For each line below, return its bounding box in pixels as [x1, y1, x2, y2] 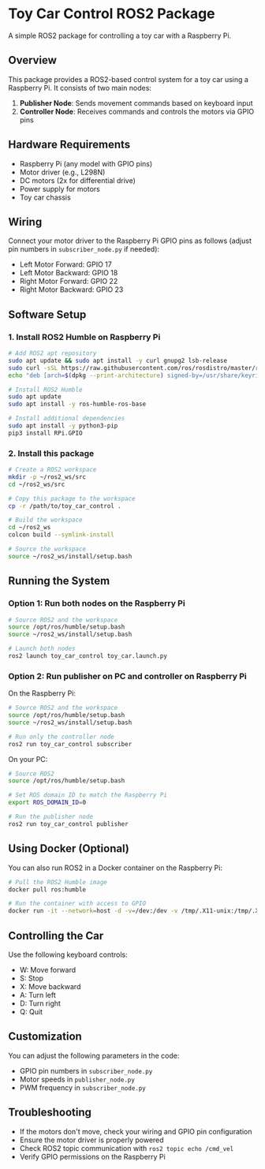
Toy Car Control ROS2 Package [8, 5, 215, 23]
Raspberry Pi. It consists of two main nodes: [8, 83, 152, 92]
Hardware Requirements [8, 138, 131, 151]
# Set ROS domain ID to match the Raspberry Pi [8, 791, 168, 799]
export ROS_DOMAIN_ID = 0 [8, 798, 87, 807]
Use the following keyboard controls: [8, 950, 128, 959]
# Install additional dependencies [8, 415, 125, 423]
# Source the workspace [8, 545, 87, 553]
